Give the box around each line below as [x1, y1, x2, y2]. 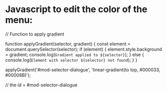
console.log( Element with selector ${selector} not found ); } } [5, 57, 138, 63]
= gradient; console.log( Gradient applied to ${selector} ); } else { [5, 52, 144, 58]
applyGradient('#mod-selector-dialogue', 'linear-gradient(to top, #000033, [5, 67, 160, 73]
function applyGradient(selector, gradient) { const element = [5, 40, 131, 46]
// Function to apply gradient [5, 31, 65, 37]
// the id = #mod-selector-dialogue [5, 82, 78, 88]
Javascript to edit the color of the [5, 4, 148, 15]
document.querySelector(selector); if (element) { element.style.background [5, 46, 162, 52]
